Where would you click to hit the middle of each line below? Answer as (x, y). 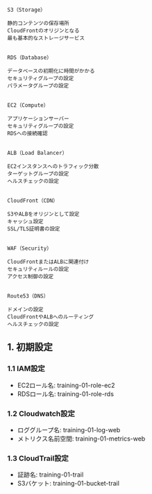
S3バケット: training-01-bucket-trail (68, 484)
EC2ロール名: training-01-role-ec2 (66, 385)
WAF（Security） (29, 248)
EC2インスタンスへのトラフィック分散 (53, 167)
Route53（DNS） (28, 296)
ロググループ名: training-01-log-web (69, 429)
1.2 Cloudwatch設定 (41, 414)
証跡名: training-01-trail (50, 475)
